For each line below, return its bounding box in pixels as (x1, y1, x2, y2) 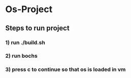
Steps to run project (5, 24, 70, 32)
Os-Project (5, 4, 53, 15)
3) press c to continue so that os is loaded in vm (5, 66, 126, 73)
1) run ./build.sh (5, 39, 45, 46)
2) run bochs (5, 52, 38, 59)
